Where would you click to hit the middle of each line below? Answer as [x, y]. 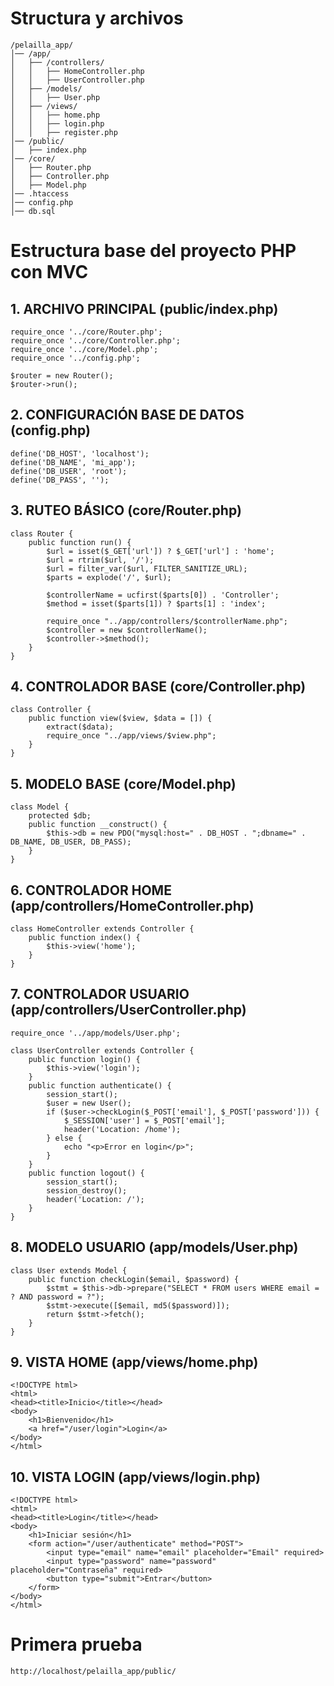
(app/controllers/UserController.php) [128, 1010]
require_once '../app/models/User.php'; [96, 1033]
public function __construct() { [98, 825]
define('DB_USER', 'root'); [69, 471]
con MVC [49, 272]
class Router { [42, 533]
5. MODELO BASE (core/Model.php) [123, 783]
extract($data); [80, 727]
